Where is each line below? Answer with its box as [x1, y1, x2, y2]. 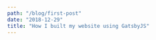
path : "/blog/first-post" [7, 9, 81, 17]
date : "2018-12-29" [7, 16, 64, 23]
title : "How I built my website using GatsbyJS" [7, 22, 150, 29]
